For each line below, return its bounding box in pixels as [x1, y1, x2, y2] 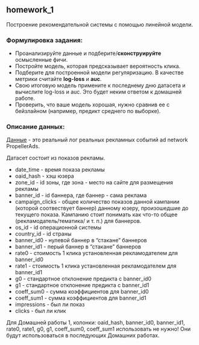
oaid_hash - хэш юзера [14, 172, 74, 180]
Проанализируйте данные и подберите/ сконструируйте [14, 50, 162, 57]
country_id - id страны [14, 230, 72, 237]
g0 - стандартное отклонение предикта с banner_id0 [14, 275, 152, 283]
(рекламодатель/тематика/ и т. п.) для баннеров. [14, 218, 142, 225]
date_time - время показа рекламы [14, 166, 106, 173]
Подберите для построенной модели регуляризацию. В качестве [14, 69, 184, 76]
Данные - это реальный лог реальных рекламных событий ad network [6, 136, 188, 144]
